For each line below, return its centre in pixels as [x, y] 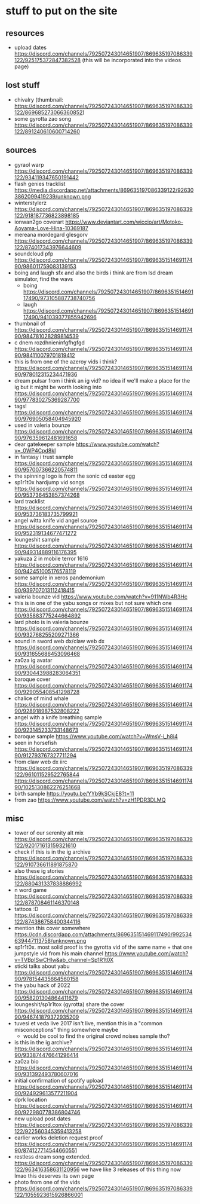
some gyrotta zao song [43, 118]
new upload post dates [42, 1119]
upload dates [30, 47]
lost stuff [23, 85]
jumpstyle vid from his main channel [59, 954]
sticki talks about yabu [42, 966]
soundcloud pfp [34, 253]
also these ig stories [39, 871]
